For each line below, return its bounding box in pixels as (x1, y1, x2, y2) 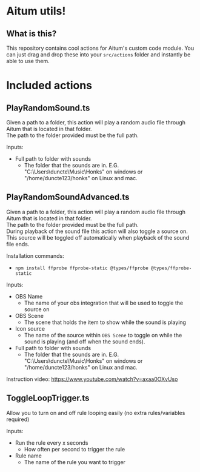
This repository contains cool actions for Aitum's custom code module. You (6, 44, 195, 52)
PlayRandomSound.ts (6, 103, 90, 113)
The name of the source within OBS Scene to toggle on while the (24, 331, 182, 339)
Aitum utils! (6, 4, 66, 18)
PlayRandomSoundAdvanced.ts (6, 192, 130, 203)
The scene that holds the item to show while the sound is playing (24, 319, 187, 326)
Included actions (6, 79, 93, 92)
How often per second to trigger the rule (24, 445, 125, 453)
